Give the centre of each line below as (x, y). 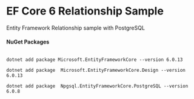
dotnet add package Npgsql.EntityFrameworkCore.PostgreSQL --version (97, 86)
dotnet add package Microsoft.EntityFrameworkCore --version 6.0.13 (95, 60)
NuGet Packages (28, 42)
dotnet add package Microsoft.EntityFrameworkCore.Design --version (96, 71)
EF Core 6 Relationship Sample (85, 11)
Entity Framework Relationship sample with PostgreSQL (76, 28)
